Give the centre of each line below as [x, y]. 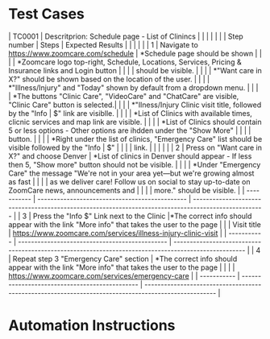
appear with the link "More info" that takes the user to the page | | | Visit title [135, 224]
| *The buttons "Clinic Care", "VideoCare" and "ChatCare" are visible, [124, 96]
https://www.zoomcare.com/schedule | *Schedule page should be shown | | [135, 53]
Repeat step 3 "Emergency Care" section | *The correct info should [125, 258]
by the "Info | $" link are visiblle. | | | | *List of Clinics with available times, [130, 113]
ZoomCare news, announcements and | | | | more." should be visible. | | [127, 190]
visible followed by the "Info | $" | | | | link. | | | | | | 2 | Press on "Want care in [135, 147]
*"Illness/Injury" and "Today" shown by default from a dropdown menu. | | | [133, 87]
